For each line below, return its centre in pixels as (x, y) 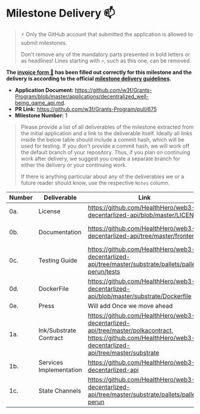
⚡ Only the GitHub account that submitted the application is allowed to (107, 34)
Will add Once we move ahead (130, 306)
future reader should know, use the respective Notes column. (95, 183)
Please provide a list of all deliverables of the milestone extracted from (107, 127)
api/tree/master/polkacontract (130, 330)
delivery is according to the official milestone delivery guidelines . (89, 78)
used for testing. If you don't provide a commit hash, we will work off (105, 146)
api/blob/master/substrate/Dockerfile (140, 296)
